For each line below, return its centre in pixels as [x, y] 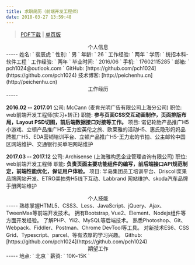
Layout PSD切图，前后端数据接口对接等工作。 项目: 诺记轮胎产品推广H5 [102, 122]
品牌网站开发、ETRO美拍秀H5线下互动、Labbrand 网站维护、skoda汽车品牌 [97, 178]
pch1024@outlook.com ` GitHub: [45, 68]
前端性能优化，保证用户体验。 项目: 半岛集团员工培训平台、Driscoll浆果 [102, 171]
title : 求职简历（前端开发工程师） [43, 11]
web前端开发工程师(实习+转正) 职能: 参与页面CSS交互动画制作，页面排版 [94, 114]
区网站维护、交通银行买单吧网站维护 [50, 144]
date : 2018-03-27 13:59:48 [39, 17]
